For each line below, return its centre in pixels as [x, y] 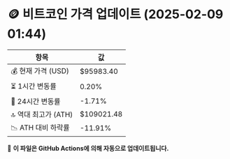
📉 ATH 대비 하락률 [40, 128]
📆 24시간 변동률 [36, 101]
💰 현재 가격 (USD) [40, 70]
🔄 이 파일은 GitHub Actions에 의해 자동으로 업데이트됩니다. [88, 148]
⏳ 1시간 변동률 [34, 86]
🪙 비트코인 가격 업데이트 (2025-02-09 [115, 14]
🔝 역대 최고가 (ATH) [42, 114]
